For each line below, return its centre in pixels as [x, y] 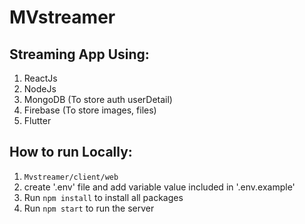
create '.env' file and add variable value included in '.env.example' [159, 187]
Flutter [37, 120]
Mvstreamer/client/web [71, 177]
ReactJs [40, 78]
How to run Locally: [71, 152]
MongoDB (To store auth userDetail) [98, 99]
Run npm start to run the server [89, 208]
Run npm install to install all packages [103, 197]
